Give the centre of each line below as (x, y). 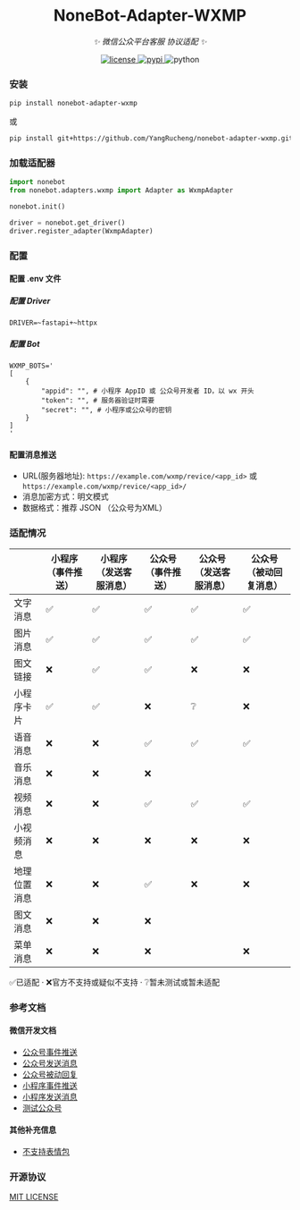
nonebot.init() (37, 207)
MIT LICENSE (34, 1197)
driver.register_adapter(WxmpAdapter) (81, 231)
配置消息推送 (33, 454)
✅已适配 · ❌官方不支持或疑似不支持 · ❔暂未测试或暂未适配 (115, 982)
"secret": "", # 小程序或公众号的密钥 (107, 410)
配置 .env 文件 (35, 279)
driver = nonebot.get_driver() (67, 223)
